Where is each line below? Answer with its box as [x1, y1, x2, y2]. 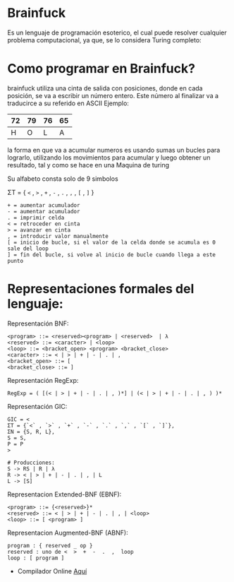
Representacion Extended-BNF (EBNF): [7, 489, 122, 499]
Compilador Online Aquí [17, 566, 87, 575]
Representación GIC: [7, 402, 68, 410]
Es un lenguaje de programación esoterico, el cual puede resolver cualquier [7, 28, 227, 37]
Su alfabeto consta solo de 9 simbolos [7, 174, 118, 183]
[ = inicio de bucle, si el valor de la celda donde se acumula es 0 [7, 239, 216, 246]
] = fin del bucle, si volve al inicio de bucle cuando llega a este [7, 251, 216, 259]
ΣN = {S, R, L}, [7, 428, 55, 435]
